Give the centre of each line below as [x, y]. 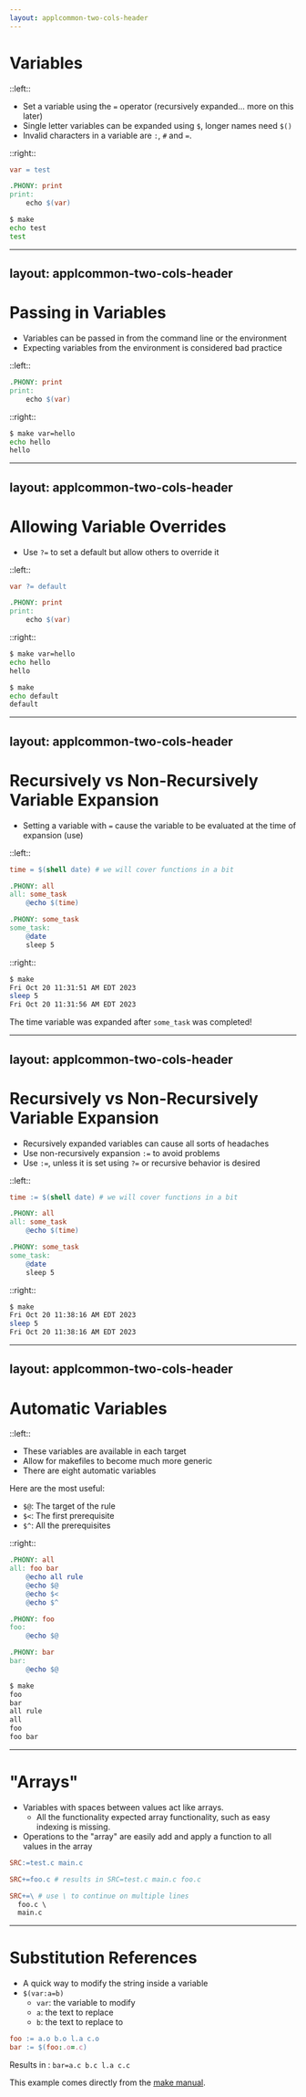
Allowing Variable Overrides [118, 527]
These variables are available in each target [104, 1451]
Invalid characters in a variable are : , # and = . [107, 135]
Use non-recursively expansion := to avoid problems [121, 1153]
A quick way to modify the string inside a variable [115, 1984]
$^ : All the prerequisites [66, 1525]
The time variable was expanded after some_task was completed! [131, 1022]
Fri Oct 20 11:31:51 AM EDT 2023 [73, 987]
